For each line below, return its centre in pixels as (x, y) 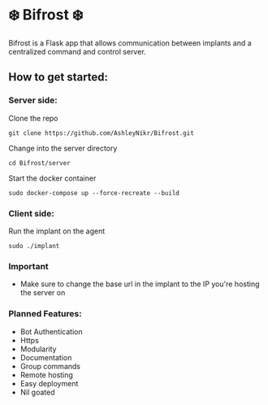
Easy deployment (49, 383)
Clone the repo (33, 118)
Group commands (50, 366)
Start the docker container (52, 178)
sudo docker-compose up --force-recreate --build (94, 193)
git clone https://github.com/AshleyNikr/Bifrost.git (102, 133)
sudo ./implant (34, 246)
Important (28, 266)
